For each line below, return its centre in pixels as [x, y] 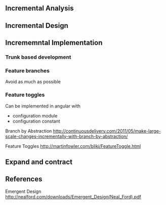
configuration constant [36, 121]
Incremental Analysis [39, 8]
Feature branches [27, 71]
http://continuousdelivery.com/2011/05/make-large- [107, 131]
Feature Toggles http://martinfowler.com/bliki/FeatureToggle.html [73, 146]
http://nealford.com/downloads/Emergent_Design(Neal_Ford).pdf [73, 196]
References [24, 179]
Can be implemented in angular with [43, 106]
